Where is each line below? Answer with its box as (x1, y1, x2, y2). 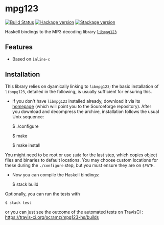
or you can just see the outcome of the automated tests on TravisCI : (5, 209, 143, 215)
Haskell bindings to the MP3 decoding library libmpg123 (5, 28, 117, 34)
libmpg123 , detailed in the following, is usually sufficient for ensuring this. (5, 88, 152, 94)
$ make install (12, 142, 41, 148)
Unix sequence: (12, 113, 44, 119)
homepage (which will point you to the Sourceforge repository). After (12, 103, 152, 109)
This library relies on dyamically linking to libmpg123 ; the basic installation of (5, 83, 159, 89)
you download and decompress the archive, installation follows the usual (12, 109, 159, 114)
